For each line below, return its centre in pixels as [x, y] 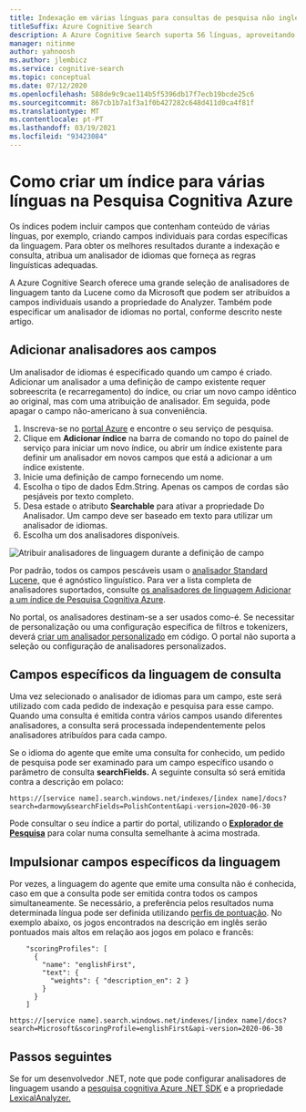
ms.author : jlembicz [49, 60]
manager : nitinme [42, 43]
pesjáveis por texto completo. [78, 496]
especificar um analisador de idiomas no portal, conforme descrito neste [146, 312]
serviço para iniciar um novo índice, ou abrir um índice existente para [152, 448]
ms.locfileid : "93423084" [58, 137]
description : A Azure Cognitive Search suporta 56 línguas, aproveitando [153, 35]
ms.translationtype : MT [55, 111]
